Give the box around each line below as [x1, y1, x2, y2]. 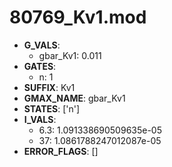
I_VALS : [23, 113, 57, 125]
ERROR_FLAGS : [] [23, 145, 99, 157]
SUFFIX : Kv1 [23, 81, 76, 93]
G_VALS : [23, 39, 61, 51]
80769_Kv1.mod [9, 6, 147, 29]
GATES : [23, 60, 57, 72]
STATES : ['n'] [23, 102, 81, 115]
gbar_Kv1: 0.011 [38, 49, 102, 61]
